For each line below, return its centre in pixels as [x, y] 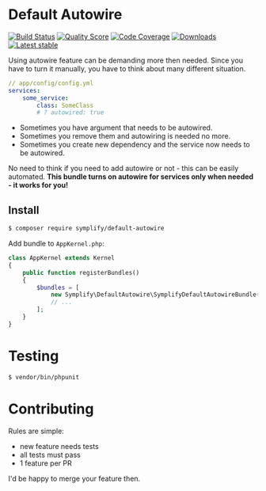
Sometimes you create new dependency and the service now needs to [135, 145]
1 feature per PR [46, 463]
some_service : [46, 98]
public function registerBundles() [81, 272]
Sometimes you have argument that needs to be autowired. [116, 128]
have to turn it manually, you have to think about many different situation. [127, 68]
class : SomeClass [65, 105]
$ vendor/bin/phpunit [44, 377]
